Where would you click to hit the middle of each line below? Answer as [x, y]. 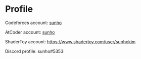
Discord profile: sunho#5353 [34, 51]
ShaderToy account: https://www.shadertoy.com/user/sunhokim [70, 42]
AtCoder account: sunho [30, 32]
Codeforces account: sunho [34, 23]
